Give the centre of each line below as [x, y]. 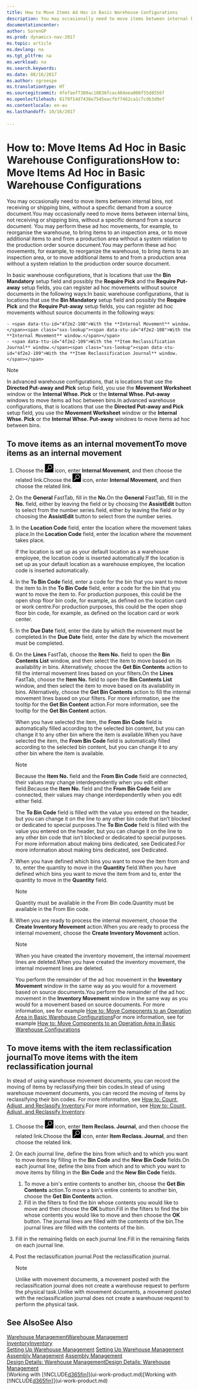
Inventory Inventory [30, 1343]
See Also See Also [40, 1323]
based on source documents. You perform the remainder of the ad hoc [100, 992]
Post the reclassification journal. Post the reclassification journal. [93, 1257]
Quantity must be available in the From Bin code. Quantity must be [94, 903]
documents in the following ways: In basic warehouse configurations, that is [98, 294]
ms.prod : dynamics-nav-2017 [41, 37]
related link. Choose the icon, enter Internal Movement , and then [98, 480]
